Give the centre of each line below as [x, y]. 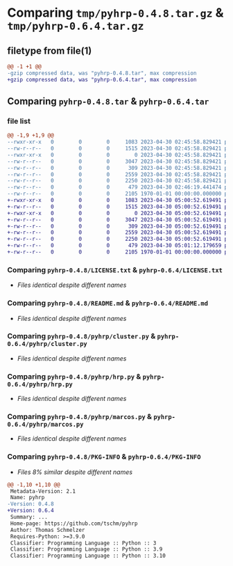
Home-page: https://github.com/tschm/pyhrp [74, 524]
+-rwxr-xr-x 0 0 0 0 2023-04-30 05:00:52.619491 [114, 213]
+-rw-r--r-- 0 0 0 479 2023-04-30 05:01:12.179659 [114, 246]
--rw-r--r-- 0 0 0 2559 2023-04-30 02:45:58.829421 [114, 174]
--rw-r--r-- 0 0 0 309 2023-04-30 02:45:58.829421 [114, 168]
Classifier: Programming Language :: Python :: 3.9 [86, 549]
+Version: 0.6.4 [31, 511]
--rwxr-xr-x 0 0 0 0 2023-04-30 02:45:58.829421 [114, 155]
